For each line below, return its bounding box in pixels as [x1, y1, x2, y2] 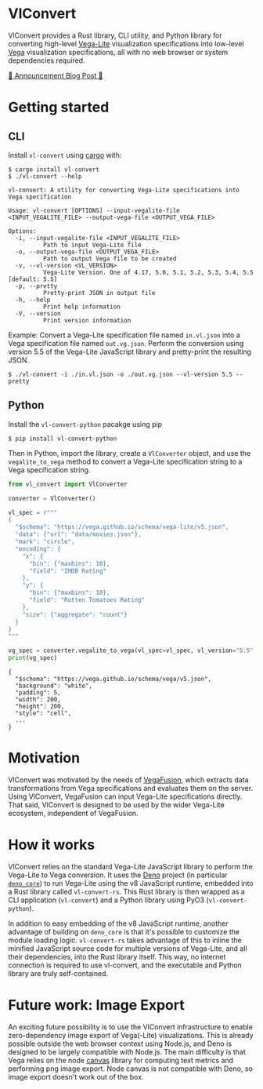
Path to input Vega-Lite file [42, 241, 142, 249]
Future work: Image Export [8, 996, 186, 1014]
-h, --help [15, 296, 51, 304]
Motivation [8, 749, 81, 767]
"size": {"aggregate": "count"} [22, 610, 128, 618]
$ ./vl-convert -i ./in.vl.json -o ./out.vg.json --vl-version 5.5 [8, 370, 233, 378]
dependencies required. [8, 56, 85, 65]
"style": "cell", [15, 709, 72, 717]
